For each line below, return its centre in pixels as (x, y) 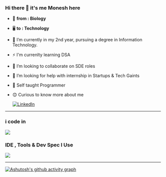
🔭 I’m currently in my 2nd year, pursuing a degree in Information (77, 40)
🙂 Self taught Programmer (39, 85)
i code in (16, 121)
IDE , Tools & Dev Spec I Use (39, 145)
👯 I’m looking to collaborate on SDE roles (54, 66)
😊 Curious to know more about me (48, 95)
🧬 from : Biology (29, 19)
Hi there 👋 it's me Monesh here (43, 8)
